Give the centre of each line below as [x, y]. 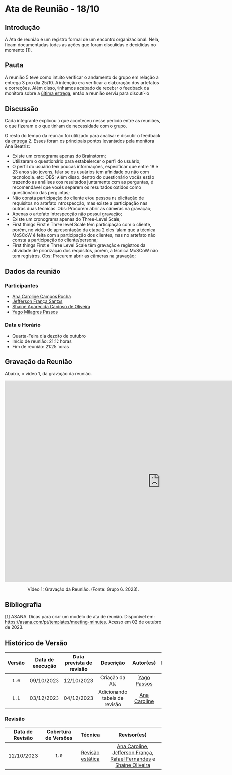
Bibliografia [24, 605]
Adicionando [113, 692]
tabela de [113, 698]
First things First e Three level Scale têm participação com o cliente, [82, 224]
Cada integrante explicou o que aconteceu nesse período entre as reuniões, [83, 120]
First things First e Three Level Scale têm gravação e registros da [79, 245]
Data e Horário [23, 325]
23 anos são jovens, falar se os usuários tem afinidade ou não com [81, 172]
